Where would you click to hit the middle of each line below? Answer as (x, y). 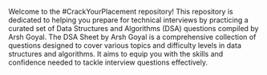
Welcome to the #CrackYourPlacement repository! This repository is (121, 12)
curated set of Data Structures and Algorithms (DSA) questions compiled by (133, 28)
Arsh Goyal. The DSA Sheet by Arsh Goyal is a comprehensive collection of (132, 37)
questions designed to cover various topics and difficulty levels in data (125, 45)
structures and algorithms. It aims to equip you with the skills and (116, 54)
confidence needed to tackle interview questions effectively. (108, 62)
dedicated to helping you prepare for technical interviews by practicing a (128, 20)
